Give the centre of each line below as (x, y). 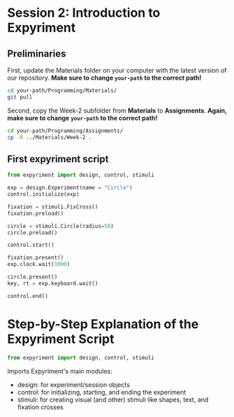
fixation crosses (41, 407)
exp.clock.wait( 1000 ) (39, 264)
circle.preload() (32, 232)
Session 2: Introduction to (84, 13)
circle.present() (32, 277)
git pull (20, 97)
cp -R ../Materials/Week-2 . (50, 137)
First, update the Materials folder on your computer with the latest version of (117, 70)
